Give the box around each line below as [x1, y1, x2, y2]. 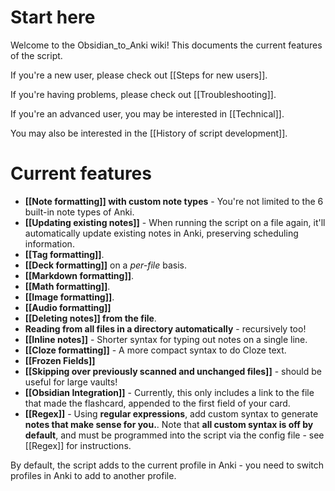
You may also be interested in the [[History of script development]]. [10, 127, 288, 139]
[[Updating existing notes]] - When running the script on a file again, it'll [24, 216, 326, 228]
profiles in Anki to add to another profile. [10, 469, 177, 481]
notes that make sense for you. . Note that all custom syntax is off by [24, 418, 314, 430]
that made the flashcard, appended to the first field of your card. [24, 397, 291, 409]
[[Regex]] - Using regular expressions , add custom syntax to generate [24, 407, 319, 420]
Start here [10, 6, 96, 29]
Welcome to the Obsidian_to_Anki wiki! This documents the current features [10, 39, 323, 51]
